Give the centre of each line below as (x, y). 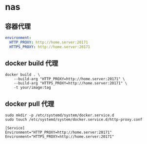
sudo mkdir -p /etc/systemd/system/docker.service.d (60, 115)
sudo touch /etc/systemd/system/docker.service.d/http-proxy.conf (74, 120)
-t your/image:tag (32, 88)
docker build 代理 (32, 63)
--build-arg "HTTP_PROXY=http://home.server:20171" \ (69, 79)
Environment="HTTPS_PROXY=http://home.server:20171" (60, 137)
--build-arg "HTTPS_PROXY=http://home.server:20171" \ (71, 83)
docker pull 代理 (30, 104)
